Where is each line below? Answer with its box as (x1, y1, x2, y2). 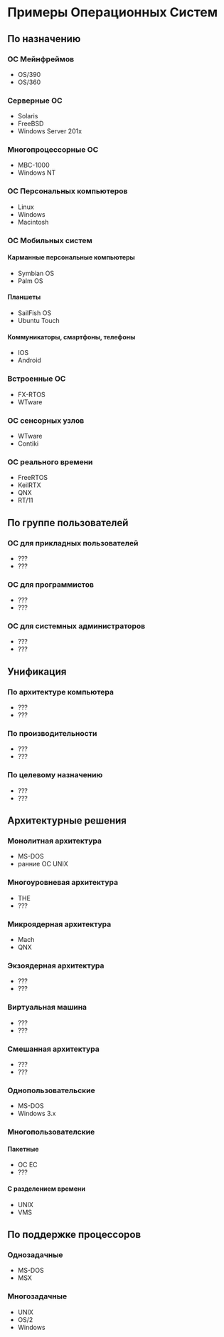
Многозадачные (7, 1291, 68, 1301)
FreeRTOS (17, 473, 48, 482)
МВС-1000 (17, 161, 50, 170)
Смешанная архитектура (7, 1044, 100, 1054)
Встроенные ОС (7, 374, 66, 384)
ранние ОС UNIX (17, 860, 69, 869)
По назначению (7, 33, 81, 45)
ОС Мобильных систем (7, 235, 92, 245)
